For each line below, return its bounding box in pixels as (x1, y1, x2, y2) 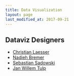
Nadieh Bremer (12, 54, 45, 61)
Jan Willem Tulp (12, 65, 47, 71)
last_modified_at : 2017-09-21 (5, 17, 69, 22)
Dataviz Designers (5, 35, 65, 44)
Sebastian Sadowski (12, 60, 55, 66)
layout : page (5, 12, 33, 17)
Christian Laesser (12, 49, 50, 55)
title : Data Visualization (5, 7, 62, 13)
